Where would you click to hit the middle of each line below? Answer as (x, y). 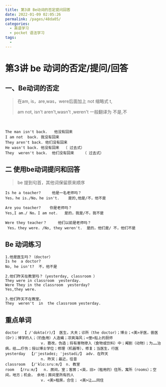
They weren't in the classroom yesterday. (53, 304)
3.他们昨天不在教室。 (24, 299)
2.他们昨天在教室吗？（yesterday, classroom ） (51, 276)
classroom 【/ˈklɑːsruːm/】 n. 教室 (43, 365)
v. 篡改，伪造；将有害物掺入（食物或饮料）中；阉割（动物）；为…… (99, 343)
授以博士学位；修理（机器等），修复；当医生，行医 (75, 349)
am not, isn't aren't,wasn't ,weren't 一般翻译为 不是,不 (72, 112)
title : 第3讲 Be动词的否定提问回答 (38, 10)
